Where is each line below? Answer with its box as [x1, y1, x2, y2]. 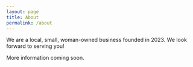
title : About [6, 14, 39, 20]
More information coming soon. [6, 54, 84, 62]
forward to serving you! [6, 42, 65, 50]
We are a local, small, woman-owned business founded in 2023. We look [6, 36, 187, 44]
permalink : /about [6, 20, 52, 26]
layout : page [6, 8, 39, 15]
